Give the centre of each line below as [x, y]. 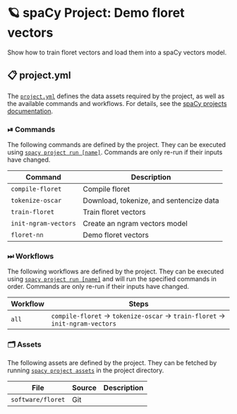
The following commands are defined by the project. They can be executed [117, 145]
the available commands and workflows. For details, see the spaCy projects [117, 103]
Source [84, 387]
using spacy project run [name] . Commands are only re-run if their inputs [115, 153]
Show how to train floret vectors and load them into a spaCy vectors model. [117, 52]
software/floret [38, 400]
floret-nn [27, 235]
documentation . [30, 111]
